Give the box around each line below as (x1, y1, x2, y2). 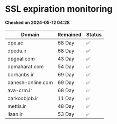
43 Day (58, 55, 75, 62)
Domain (21, 31, 40, 38)
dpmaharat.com (7, 63, 44, 70)
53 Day (58, 111, 75, 118)
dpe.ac (7, 39, 23, 46)
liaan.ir (7, 111, 23, 118)
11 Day (58, 95, 75, 102)
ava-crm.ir (7, 87, 33, 94)
